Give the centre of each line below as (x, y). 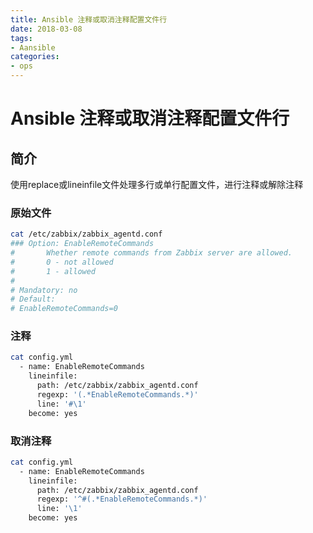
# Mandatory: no (44, 290)
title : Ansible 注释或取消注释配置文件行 (89, 19)
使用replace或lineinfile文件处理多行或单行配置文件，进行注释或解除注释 (157, 184)
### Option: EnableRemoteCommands (82, 244)
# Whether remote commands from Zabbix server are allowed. (151, 253)
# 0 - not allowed (62, 262)
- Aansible (33, 47)
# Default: (33, 299)
